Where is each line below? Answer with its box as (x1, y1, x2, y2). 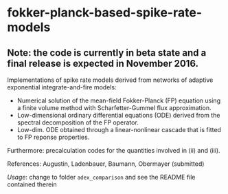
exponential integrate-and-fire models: (7, 83, 117, 91)
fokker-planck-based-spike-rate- (7, 5, 203, 21)
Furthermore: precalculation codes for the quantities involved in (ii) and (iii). (7, 147, 221, 154)
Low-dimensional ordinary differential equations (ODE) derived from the (16, 111, 220, 119)
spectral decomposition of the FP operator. (16, 118, 139, 127)
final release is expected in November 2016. (7, 57, 199, 69)
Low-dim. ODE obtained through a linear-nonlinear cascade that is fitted (16, 126, 222, 133)
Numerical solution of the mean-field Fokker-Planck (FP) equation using (16, 96, 221, 105)
